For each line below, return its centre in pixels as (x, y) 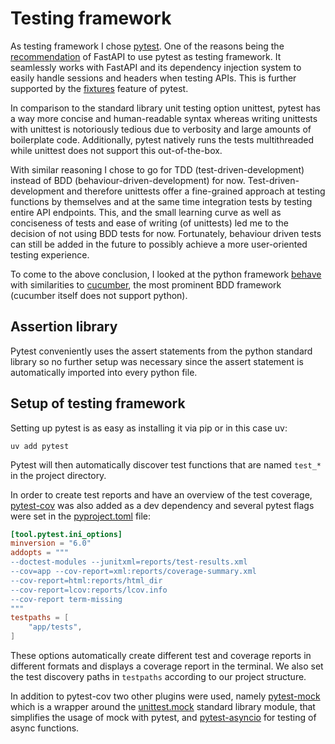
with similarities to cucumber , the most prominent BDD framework (146, 284)
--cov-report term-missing (66, 599)
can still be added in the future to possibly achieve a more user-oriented (159, 244)
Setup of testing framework (98, 403)
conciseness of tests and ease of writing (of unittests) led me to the (149, 223)
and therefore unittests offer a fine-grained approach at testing (196, 191)
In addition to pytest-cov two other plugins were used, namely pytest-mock (165, 696)
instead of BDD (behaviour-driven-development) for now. (128, 180)
